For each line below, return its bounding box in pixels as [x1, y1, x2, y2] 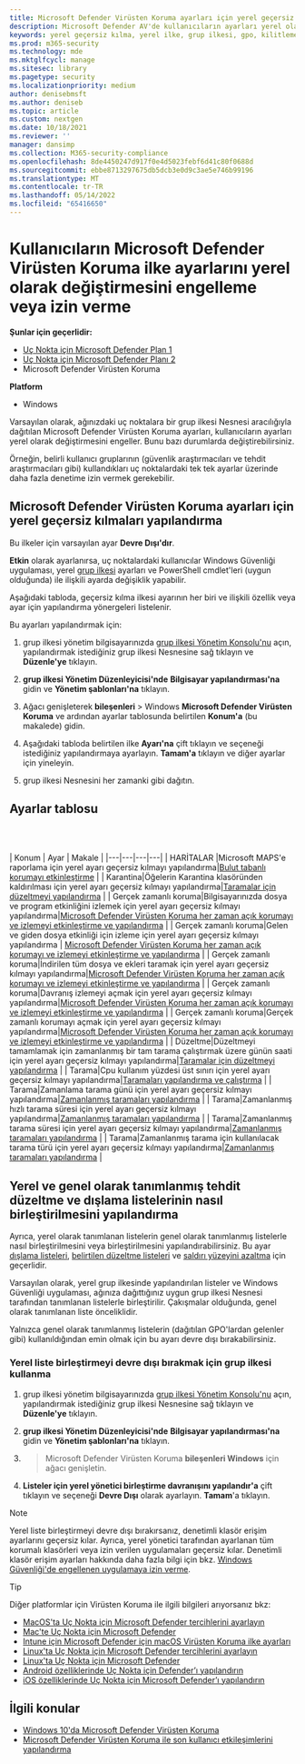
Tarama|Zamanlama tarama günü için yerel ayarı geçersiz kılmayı [9, 1084, 252, 1096]
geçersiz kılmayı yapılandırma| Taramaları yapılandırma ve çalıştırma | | [9, 1075, 272, 1086]
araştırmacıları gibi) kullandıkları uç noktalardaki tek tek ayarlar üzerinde [9, 463, 279, 474]
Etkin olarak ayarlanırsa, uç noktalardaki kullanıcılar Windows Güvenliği [9, 555, 276, 566]
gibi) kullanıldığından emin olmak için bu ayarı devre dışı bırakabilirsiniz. [9, 1334, 277, 1345]
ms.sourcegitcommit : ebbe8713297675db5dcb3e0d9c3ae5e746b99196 [9, 165, 254, 175]
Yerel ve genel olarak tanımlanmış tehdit [9, 1178, 241, 1194]
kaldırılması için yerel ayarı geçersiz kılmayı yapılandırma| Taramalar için [9, 881, 277, 892]
